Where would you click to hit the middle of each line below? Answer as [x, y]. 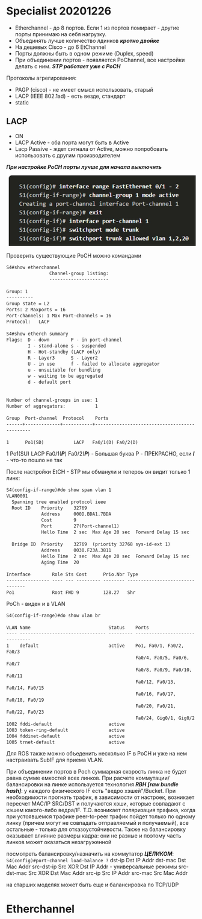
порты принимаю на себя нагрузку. [61, 34]
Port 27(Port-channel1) [80, 526]
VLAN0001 [17, 496]
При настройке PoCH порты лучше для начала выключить [84, 167]
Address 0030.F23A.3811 [76, 550]
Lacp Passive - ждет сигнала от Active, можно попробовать [91, 148]
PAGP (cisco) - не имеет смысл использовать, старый [84, 89]
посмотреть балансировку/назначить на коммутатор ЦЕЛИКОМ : [90, 854]
